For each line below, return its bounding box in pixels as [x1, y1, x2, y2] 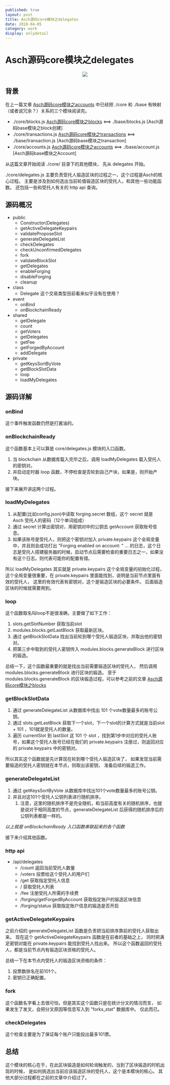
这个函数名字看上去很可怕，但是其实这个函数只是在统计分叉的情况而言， [5, 999, 156, 1006]
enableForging [20, 268, 51, 274]
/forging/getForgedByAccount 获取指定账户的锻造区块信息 [20, 897, 142, 903]
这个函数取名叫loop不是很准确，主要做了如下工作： [5, 610, 112, 616]
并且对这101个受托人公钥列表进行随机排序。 [12, 793, 104, 800]
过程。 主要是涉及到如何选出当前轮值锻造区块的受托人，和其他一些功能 [9, 178, 157, 184]
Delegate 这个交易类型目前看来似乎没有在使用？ [20, 290, 120, 296]
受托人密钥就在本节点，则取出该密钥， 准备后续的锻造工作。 [22, 762, 148, 769]
